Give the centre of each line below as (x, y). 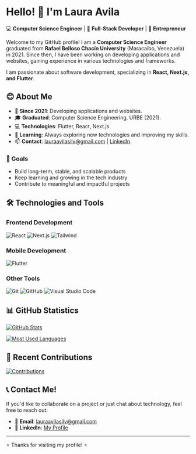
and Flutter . (20, 78)
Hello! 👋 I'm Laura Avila (63, 12)
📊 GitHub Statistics (42, 310)
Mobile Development (36, 250)
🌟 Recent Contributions (49, 357)
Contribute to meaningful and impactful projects (72, 184)
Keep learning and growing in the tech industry (71, 177)
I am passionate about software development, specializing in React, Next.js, (98, 72)
